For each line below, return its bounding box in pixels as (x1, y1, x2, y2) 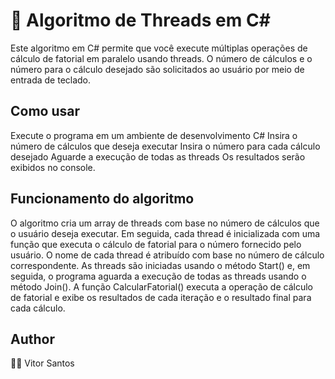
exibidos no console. (10, 161, 96, 173)
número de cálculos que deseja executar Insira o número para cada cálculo (10, 140, 321, 152)
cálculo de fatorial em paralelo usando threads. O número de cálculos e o (10, 52, 313, 64)
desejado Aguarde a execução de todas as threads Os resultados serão (10, 150, 306, 163)
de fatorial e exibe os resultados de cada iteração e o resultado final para (10, 291, 312, 303)
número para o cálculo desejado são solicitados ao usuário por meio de (10, 63, 305, 75)
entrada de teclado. (10, 74, 92, 86)
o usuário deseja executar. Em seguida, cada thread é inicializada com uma (10, 227, 321, 239)
